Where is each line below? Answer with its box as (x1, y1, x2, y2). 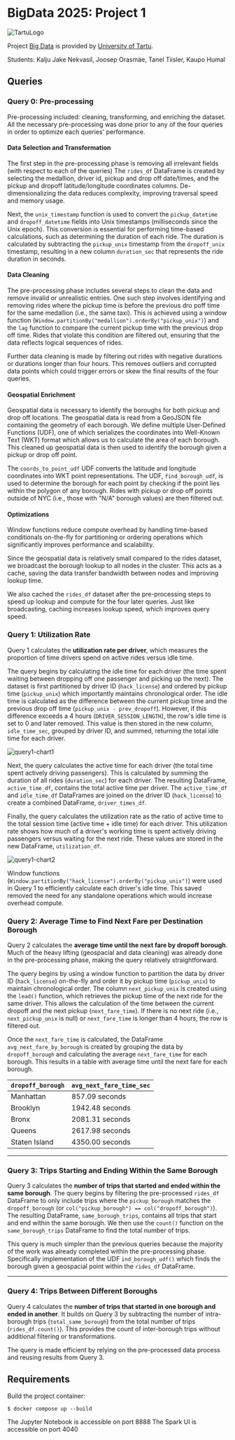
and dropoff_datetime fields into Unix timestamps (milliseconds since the (7, 217, 218, 226)
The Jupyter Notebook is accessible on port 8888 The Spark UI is (7, 1418, 197, 1426)
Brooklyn (10, 1103, 41, 1113)
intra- (205, 1310, 222, 1318)
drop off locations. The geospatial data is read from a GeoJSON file (7, 414, 201, 422)
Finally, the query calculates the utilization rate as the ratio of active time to (7, 812, 224, 820)
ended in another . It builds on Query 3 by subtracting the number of (7, 1310, 204, 1318)
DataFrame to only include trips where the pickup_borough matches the (7, 1197, 211, 1205)
